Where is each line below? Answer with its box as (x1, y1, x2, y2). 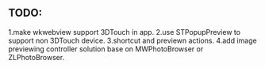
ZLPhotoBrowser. (8, 52, 65, 62)
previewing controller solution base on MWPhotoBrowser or (8, 43, 204, 54)
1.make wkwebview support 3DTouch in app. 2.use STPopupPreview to (8, 27, 240, 36)
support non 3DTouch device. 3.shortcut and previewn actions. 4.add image (8, 36, 257, 45)
